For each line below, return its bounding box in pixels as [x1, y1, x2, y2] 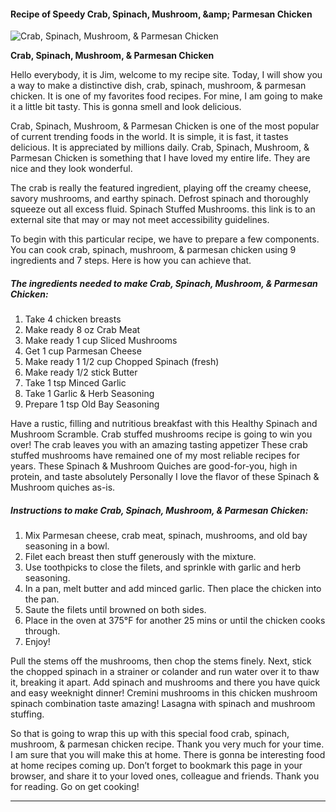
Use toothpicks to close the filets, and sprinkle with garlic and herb [24, 561, 301, 574]
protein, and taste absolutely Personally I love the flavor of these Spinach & [10, 471, 320, 483]
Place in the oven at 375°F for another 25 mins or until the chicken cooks [24, 615, 326, 627]
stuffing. [10, 708, 45, 720]
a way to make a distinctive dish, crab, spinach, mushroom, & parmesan [10, 80, 307, 92]
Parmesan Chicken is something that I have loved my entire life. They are [10, 152, 311, 164]
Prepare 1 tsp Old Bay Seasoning [24, 398, 160, 410]
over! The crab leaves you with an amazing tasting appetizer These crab [10, 439, 308, 451]
